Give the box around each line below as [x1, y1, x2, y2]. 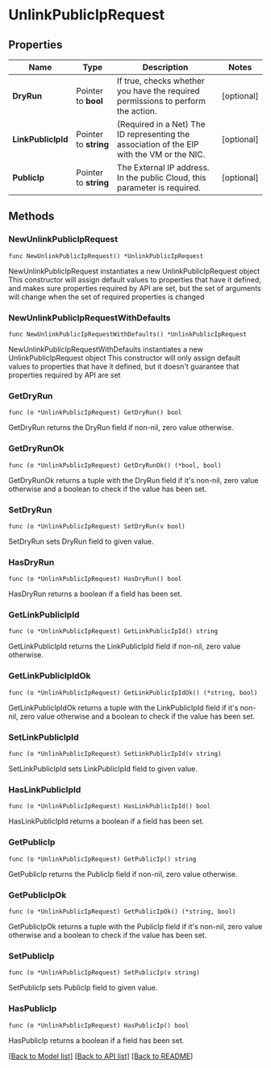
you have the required [116, 86, 200, 96]
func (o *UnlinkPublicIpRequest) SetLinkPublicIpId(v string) [8, 750, 222, 758]
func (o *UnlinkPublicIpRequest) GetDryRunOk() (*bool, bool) [8, 461, 222, 469]
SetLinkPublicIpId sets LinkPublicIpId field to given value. [8, 764, 198, 774]
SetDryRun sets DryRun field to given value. [8, 536, 154, 546]
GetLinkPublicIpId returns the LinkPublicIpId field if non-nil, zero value [8, 641, 241, 651]
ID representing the [116, 129, 190, 140]
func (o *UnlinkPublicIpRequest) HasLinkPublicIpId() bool [8, 803, 211, 811]
